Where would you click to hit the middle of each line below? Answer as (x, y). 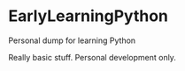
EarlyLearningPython (89, 16)
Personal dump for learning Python (72, 40)
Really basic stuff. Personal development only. (92, 57)
